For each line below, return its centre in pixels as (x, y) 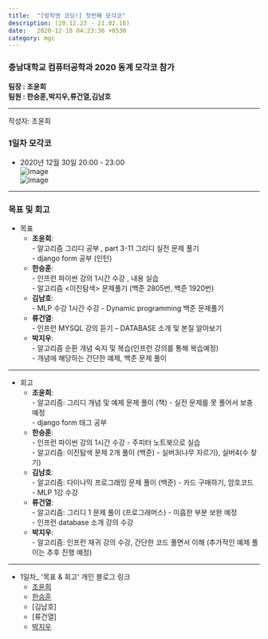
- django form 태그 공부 (69, 423)
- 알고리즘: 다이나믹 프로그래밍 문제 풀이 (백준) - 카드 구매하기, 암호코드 (142, 482)
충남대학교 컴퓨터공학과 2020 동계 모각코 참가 (91, 67)
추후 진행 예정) (69, 553)
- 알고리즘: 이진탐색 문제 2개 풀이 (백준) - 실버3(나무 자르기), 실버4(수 (140, 453)
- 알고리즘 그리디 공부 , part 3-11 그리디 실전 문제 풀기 (115, 248)
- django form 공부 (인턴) (72, 258)
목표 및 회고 (29, 209)
